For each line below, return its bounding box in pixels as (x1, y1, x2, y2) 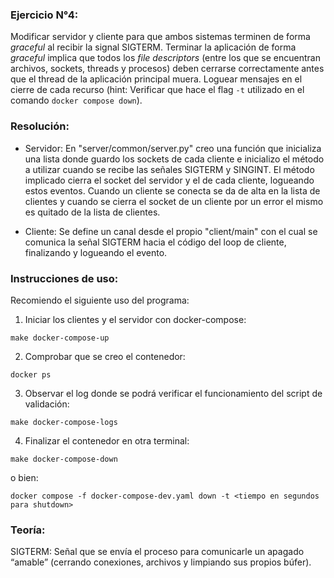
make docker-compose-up (10, 333, 110, 343)
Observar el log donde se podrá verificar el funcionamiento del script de (24, 387, 323, 399)
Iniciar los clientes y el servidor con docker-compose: (24, 313, 247, 325)
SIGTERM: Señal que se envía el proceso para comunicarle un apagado (10, 546, 305, 558)
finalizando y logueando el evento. (24, 246, 168, 258)
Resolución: (10, 119, 70, 133)
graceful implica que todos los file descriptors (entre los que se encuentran (10, 52, 321, 64)
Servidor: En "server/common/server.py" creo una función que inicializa (24, 142, 322, 154)
